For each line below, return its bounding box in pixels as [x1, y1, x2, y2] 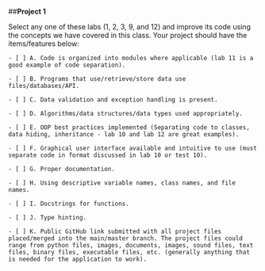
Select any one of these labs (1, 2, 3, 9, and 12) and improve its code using [8, 22, 252, 31]
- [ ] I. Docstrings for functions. [8, 200, 129, 208]
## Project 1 [8, 7, 46, 16]
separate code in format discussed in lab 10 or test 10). [8, 151, 208, 159]
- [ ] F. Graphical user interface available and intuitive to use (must [8, 144, 258, 152]
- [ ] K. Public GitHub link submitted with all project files [8, 227, 222, 235]
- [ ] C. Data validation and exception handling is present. [8, 96, 218, 104]
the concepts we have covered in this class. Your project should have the [8, 31, 248, 40]
